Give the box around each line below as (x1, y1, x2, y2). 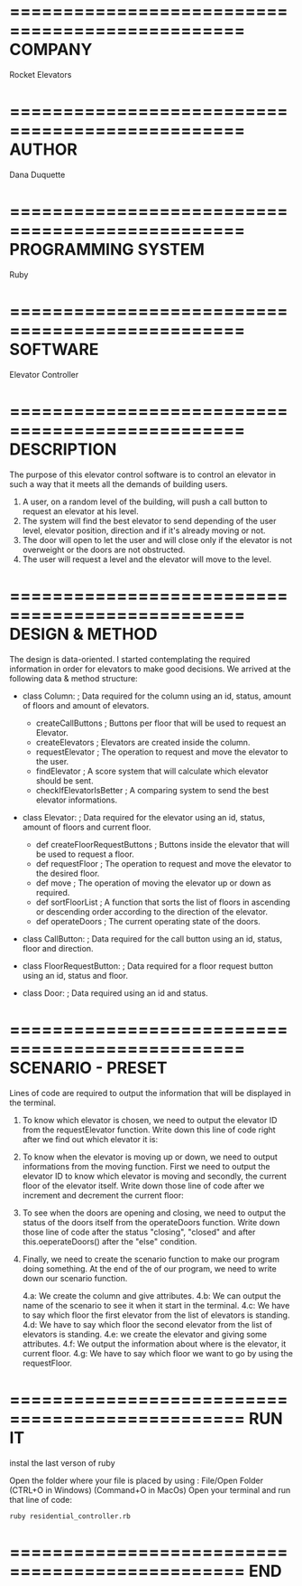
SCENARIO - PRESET (9, 1057, 169, 1078)
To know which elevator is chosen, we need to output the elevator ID (22, 1114, 278, 1125)
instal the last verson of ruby (9, 1457, 115, 1469)
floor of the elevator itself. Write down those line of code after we (22, 1180, 265, 1191)
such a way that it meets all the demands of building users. (9, 478, 228, 489)
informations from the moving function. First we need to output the (22, 1160, 270, 1171)
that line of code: (9, 1494, 73, 1505)
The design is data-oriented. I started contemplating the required (9, 653, 251, 664)
